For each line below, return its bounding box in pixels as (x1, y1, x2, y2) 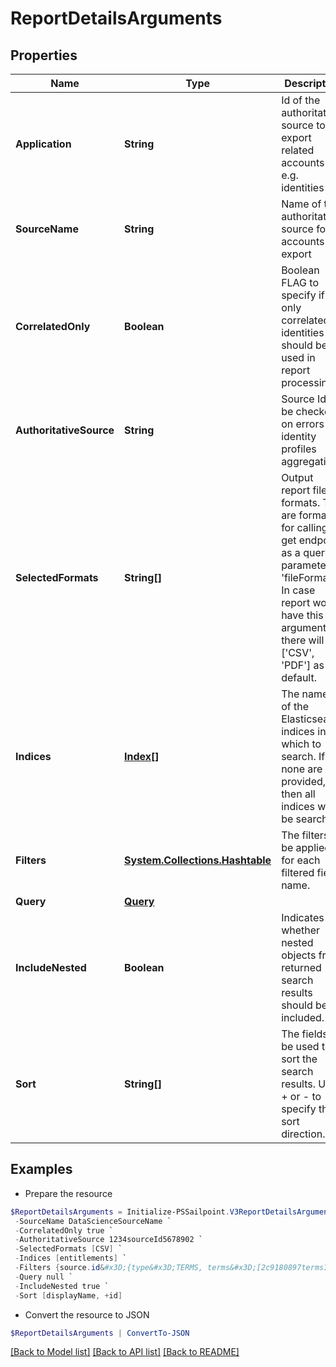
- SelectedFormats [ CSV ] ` (14, 1244, 123, 1254)
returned (281, 961, 322, 974)
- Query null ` (14, 1272, 74, 1282)
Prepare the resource (24, 1187, 113, 1199)
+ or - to (281, 1090, 322, 1103)
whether (281, 923, 321, 937)
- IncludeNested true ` (14, 1281, 110, 1291)
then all (281, 787, 316, 801)
